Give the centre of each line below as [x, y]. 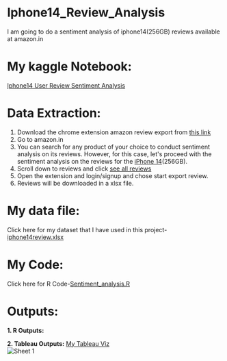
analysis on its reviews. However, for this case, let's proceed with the [114, 154]
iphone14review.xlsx [35, 237]
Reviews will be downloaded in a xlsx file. [75, 183]
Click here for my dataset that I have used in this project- [87, 229]
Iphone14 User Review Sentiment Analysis [66, 85]
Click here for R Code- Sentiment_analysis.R [68, 284]
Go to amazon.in [40, 139]
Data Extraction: [54, 113]
